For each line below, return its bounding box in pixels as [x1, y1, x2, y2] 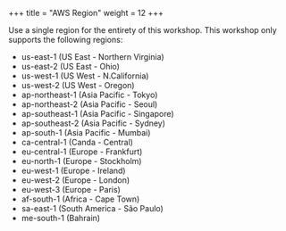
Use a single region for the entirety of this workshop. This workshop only [8, 25, 278, 35]
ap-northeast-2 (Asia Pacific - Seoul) [21, 99, 158, 110]
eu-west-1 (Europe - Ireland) [21, 165, 126, 176]
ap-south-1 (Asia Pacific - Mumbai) [21, 128, 151, 137]
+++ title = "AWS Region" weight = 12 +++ [8, 8, 164, 18]
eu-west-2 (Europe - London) [21, 175, 130, 186]
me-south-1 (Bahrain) [21, 213, 100, 223]
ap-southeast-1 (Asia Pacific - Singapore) [21, 109, 175, 119]
